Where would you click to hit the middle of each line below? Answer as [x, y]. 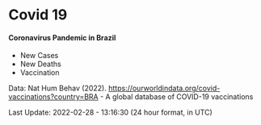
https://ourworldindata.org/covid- [164, 88]
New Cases [39, 56]
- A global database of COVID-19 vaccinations [177, 97]
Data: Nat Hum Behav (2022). [58, 88]
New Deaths [41, 64]
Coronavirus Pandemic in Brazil [62, 37]
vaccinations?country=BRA [53, 97]
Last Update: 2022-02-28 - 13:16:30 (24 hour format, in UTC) [110, 112]
